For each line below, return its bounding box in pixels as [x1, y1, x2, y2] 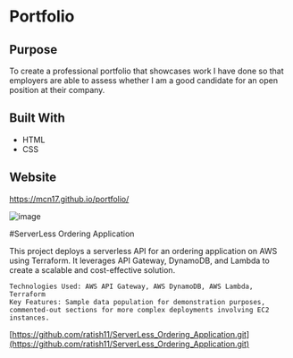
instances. [9, 313, 50, 322]
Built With [9, 110, 65, 126]
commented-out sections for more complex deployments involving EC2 [9, 305, 270, 314]
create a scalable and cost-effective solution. [9, 264, 176, 275]
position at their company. [9, 85, 105, 95]
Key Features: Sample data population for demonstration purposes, [9, 297, 266, 306]
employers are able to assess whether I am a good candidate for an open [9, 75, 279, 86]
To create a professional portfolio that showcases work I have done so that [9, 65, 284, 76]
